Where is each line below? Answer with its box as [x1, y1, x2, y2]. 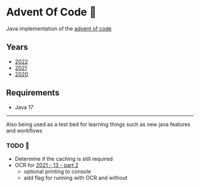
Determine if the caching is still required [14, 155, 113, 162]
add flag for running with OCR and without [23, 174, 128, 181]
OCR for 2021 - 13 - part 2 [14, 161, 79, 169]
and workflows [6, 127, 43, 134]
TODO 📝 [6, 142, 30, 150]
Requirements [6, 88, 60, 98]
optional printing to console [23, 167, 91, 175]
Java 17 [14, 103, 34, 110]
